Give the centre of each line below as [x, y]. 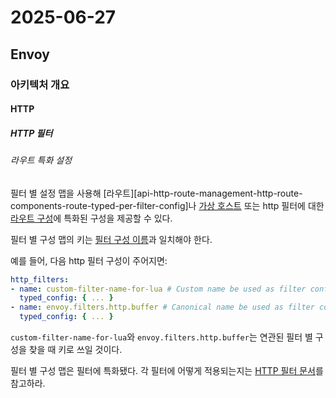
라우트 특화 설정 [41, 160]
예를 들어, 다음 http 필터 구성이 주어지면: [89, 260]
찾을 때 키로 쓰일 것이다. [75, 350]
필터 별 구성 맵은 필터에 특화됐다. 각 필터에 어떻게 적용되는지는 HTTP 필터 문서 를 [167, 371]
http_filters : [40, 279]
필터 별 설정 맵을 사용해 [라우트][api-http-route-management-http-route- [156, 193]
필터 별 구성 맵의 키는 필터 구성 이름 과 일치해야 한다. [111, 239]
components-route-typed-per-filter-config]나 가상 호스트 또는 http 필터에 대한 [167, 205]
